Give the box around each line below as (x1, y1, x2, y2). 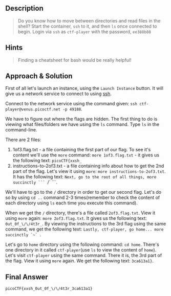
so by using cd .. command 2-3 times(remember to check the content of (5, 194, 160, 201)
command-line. (5, 127, 37, 133)
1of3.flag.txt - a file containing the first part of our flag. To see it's (12, 147, 151, 153)
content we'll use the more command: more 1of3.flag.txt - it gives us (12, 152, 160, 158)
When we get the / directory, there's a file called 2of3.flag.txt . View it (5, 210, 156, 216)
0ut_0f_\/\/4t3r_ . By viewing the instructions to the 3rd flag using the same (5, 221, 166, 227)
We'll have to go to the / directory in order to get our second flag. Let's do (5, 189, 162, 195)
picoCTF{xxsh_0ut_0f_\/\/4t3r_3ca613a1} (5, 286, 93, 291)
